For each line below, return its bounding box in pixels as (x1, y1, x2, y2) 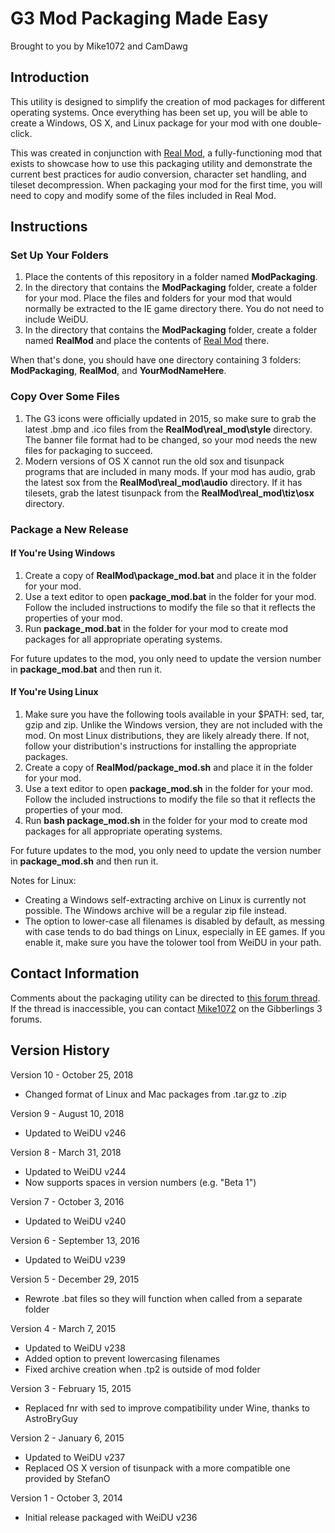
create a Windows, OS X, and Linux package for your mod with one (10, 117, 288, 129)
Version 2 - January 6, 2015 (10, 1432, 125, 1444)
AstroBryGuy (24, 1412, 78, 1424)
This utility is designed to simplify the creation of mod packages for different (10, 95, 326, 107)
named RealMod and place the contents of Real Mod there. (24, 335, 270, 347)
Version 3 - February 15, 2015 (10, 1382, 132, 1394)
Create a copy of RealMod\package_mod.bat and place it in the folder (24, 569, 317, 581)
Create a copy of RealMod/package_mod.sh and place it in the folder (24, 762, 313, 774)
